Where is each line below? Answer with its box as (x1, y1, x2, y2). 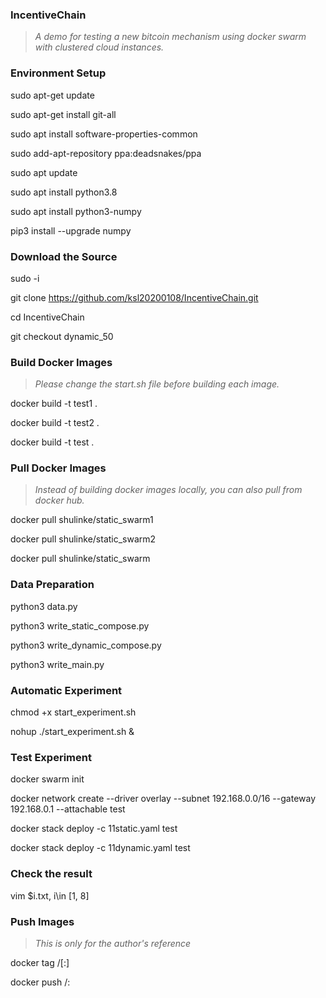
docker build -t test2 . (10, 417, 100, 429)
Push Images (10, 914, 75, 928)
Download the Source (10, 249, 118, 263)
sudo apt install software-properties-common (10, 128, 198, 140)
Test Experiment (10, 751, 92, 764)
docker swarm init (10, 773, 85, 785)
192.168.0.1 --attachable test (10, 803, 126, 815)
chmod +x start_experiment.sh (10, 706, 137, 718)
